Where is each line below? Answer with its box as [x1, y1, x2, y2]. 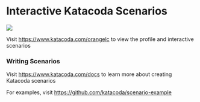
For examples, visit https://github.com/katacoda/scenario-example [6, 89, 172, 96]
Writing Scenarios [6, 57, 60, 65]
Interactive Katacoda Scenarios [6, 4, 167, 18]
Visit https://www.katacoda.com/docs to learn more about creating [6, 71, 172, 78]
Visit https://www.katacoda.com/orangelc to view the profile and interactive [6, 35, 194, 43]
